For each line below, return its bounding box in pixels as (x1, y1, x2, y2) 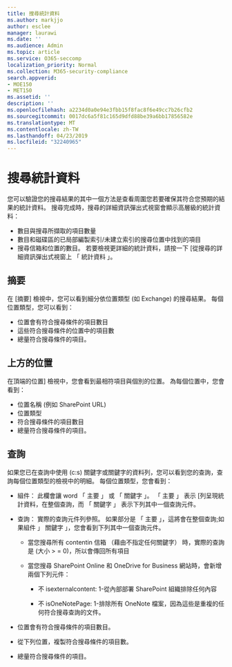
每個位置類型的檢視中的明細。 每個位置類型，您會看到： (12, 476, 173, 485)
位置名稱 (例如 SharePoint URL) (17, 400, 106, 408)
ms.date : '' (7, 36, 41, 43)
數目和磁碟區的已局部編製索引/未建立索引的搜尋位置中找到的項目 (17, 236, 202, 244)
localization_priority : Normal (7, 62, 97, 68)
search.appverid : (7, 74, 57, 82)
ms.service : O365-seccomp (7, 55, 81, 62)
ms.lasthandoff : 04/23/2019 (7, 132, 88, 139)
